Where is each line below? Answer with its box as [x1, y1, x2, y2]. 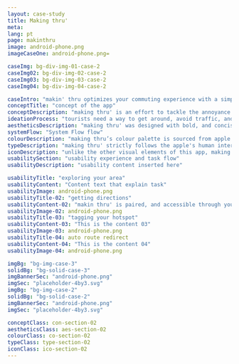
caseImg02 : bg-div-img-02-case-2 [7, 69, 107, 77]
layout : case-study [7, 10, 65, 18]
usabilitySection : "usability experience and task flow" [7, 155, 180, 162]
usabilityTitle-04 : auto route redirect [7, 234, 129, 241]
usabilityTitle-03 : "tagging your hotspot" [7, 214, 139, 221]
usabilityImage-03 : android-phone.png [7, 227, 122, 235]
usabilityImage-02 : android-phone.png [7, 208, 122, 215]
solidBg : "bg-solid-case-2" [7, 293, 91, 300]
